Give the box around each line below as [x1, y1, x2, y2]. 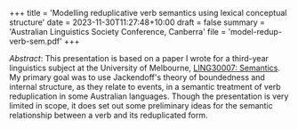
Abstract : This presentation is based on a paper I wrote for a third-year [9, 53, 270, 63]
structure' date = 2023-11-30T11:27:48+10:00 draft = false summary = [9, 17, 265, 28]
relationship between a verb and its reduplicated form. [9, 110, 208, 120]
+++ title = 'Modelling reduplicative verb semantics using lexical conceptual [9, 8, 287, 18]
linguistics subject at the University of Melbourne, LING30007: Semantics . [9, 62, 280, 73]
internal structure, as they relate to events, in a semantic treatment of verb [9, 82, 282, 92]
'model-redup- [228, 27, 283, 36]
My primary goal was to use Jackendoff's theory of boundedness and [9, 72, 265, 83]
